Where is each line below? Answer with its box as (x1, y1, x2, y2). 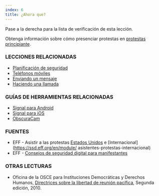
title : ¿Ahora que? (5, 12, 46, 17)
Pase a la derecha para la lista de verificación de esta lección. (5, 26, 133, 32)
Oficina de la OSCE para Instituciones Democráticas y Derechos (12, 174, 145, 180)
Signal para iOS (12, 110, 45, 116)
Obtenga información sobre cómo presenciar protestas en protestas (5, 36, 146, 42)
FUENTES (5, 128, 29, 135)
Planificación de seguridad (12, 65, 68, 71)
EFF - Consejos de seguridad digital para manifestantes (12, 150, 128, 156)
